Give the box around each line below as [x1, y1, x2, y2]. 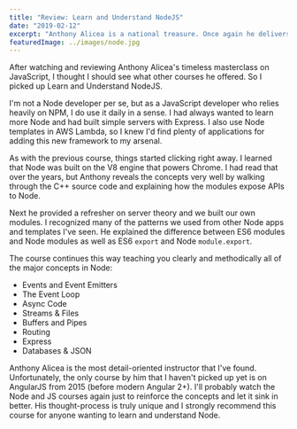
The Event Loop [21, 289, 80, 300]
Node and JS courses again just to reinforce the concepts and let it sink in [9, 391, 278, 402]
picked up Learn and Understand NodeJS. [9, 81, 164, 91]
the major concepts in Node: [9, 262, 113, 273]
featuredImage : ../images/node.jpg [9, 37, 141, 47]
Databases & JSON [21, 346, 92, 356]
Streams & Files [21, 308, 80, 319]
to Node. [9, 191, 42, 201]
